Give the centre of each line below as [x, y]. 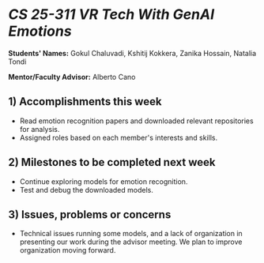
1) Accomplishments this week [85, 101]
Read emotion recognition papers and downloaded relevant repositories [137, 121]
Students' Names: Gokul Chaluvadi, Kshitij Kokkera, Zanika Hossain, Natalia [132, 53]
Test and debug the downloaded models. [87, 190]
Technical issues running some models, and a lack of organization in [131, 234]
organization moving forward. [68, 250]
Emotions [40, 31]
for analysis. [40, 129]
